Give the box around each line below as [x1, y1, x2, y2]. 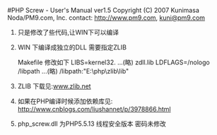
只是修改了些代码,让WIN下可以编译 [17, 28, 119, 36]
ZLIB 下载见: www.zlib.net [17, 82, 91, 90]
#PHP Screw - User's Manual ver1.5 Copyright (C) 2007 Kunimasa [7, 6, 199, 14]
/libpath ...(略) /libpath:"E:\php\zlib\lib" [17, 67, 129, 75]
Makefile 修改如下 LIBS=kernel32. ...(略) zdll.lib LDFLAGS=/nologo [17, 58, 210, 66]
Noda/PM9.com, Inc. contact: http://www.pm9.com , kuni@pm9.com [7, 13, 206, 22]
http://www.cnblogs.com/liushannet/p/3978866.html [17, 105, 171, 113]
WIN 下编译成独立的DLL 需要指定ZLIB [17, 43, 127, 52]
